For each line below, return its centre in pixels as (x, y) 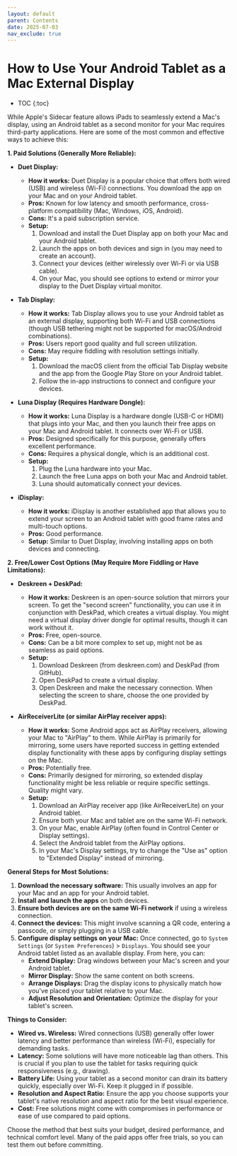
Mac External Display (71, 84)
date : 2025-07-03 (33, 27)
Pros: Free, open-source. (65, 635)
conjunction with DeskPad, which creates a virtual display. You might (128, 612)
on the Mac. (46, 760)
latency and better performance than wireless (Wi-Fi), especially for (116, 1041)
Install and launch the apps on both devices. (83, 900)
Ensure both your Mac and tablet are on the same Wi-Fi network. (133, 820)
